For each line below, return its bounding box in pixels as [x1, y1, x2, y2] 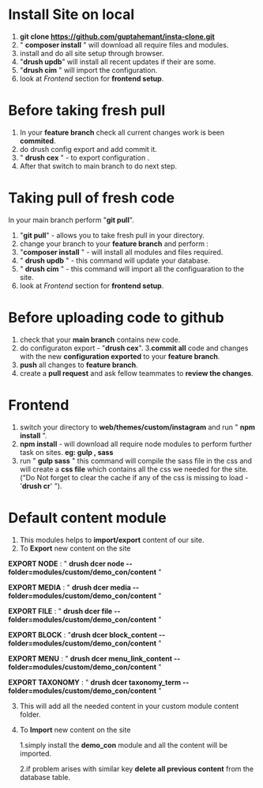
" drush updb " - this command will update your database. [19, 256, 211, 265]
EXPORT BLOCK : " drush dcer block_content [8, 630, 158, 639]
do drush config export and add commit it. [19, 144, 158, 153]
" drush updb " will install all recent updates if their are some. [19, 57, 216, 66]
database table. [19, 772, 71, 782]
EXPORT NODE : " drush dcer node [8, 559, 125, 568]
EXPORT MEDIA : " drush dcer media [8, 582, 132, 592]
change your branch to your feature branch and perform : [19, 239, 209, 248]
